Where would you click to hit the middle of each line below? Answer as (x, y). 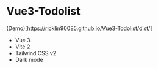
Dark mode (29, 59)
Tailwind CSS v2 (36, 53)
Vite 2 (23, 47)
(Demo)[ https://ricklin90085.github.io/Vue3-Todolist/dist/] (79, 28)
